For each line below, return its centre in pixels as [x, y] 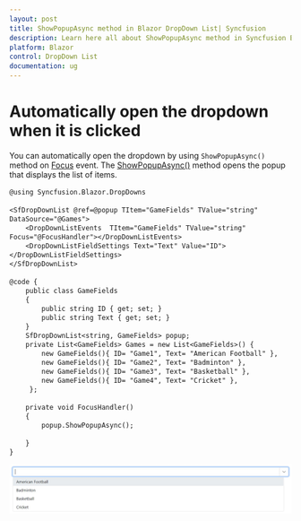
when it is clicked [75, 131]
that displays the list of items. [64, 174]
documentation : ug [43, 66]
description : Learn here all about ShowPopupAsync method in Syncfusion [148, 38]
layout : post [34, 19]
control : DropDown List [54, 57]
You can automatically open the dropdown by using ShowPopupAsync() [138, 155]
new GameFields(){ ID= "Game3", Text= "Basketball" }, [146, 371]
